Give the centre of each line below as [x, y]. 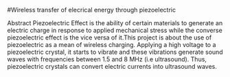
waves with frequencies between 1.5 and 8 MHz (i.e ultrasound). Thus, [107, 59]
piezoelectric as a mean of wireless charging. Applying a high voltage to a [112, 45]
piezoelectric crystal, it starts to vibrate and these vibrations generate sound [115, 52]
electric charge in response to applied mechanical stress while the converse [115, 30]
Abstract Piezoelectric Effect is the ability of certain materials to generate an [115, 23]
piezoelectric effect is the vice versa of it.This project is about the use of [110, 37]
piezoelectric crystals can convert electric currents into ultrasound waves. [112, 66]
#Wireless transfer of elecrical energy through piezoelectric [92, 10]
